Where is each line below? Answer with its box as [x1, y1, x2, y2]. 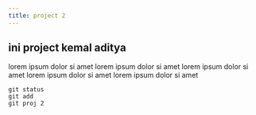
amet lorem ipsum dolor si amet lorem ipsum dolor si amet [8, 71, 199, 80]
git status [8, 86, 45, 94]
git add [8, 93, 34, 101]
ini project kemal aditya [8, 41, 126, 55]
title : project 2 [8, 11, 66, 20]
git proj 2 [8, 100, 45, 108]
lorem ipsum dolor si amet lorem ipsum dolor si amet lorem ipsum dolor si [8, 62, 249, 71]
